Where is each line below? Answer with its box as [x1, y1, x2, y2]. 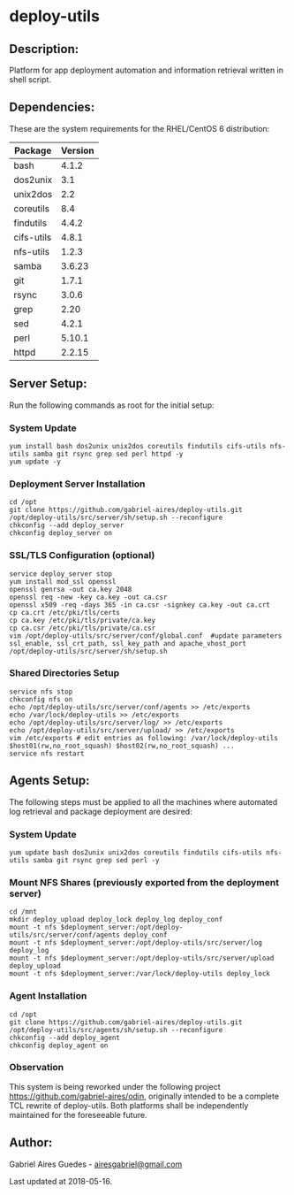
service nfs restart [9, 749, 86, 758]
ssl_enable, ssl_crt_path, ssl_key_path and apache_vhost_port [9, 639, 247, 647]
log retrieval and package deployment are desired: [9, 806, 192, 816]
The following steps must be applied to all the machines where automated [9, 796, 278, 807]
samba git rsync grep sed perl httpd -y [32, 449, 184, 458]
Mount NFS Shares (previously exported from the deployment [9, 876, 280, 888]
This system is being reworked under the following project [9, 1081, 221, 1092]
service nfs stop [9, 687, 73, 696]
